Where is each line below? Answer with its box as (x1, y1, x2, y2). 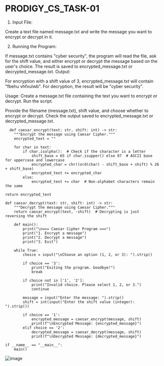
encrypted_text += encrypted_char (31, 170, 102, 175)
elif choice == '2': (23, 325, 65, 330)
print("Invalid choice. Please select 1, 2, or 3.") (31, 282, 141, 287)
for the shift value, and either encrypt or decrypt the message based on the (5, 58, 158, 64)
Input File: (12, 19, 33, 25)
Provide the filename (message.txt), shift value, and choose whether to (5, 108, 149, 113)
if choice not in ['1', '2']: (23, 278, 84, 283)
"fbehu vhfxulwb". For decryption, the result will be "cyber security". (5, 83, 144, 89)
